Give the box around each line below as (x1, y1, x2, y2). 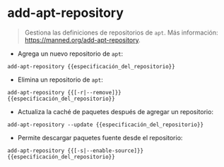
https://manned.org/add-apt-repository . (24, 35, 141, 44)
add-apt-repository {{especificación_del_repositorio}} (7, 63, 175, 70)
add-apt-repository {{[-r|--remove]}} (7, 89, 122, 96)
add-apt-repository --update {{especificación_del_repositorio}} (7, 121, 204, 128)
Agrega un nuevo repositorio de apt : (17, 49, 124, 58)
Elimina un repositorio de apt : (17, 75, 104, 84)
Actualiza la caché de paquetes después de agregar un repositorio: (17, 107, 214, 116)
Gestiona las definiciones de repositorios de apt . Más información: (24, 28, 218, 37)
